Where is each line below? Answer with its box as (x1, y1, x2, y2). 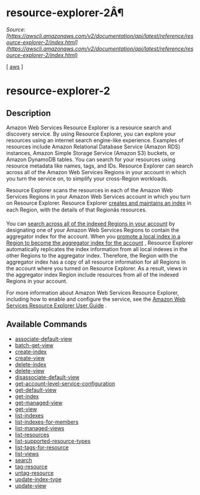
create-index (14, 348, 47, 355)
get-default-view (14, 386, 57, 393)
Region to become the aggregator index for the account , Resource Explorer (6, 239, 193, 246)
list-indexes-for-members (14, 418, 79, 425)
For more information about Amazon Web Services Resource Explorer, (6, 289, 180, 296)
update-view (14, 482, 47, 489)
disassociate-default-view (14, 373, 80, 381)
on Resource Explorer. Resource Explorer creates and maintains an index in (6, 199, 192, 207)
